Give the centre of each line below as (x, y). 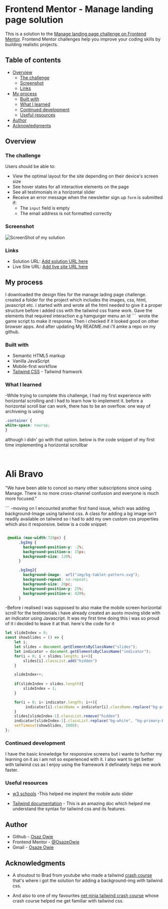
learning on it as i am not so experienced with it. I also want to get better (79, 759)
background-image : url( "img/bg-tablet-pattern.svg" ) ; (81, 575)
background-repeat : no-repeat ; (56, 580)
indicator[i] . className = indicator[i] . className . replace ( (88, 707)
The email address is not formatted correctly (66, 214)
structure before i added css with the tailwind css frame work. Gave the (79, 310)
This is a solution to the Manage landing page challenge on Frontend (76, 34)
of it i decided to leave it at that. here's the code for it (60, 624)
